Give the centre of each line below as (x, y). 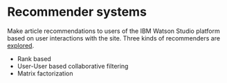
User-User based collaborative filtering (73, 66)
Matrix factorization (45, 73)
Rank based (34, 58)
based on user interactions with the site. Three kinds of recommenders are (113, 38)
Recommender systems (77, 12)
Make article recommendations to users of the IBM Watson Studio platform (113, 31)
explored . (21, 45)
